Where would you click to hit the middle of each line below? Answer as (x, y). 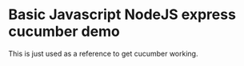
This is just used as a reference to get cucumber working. (103, 53)
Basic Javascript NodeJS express (122, 15)
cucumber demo (64, 31)
